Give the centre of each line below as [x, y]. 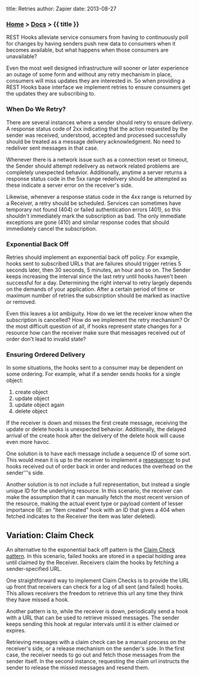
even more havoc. [28, 442]
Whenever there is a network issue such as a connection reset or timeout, [97, 159]
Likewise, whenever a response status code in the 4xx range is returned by [99, 196]
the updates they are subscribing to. [51, 94]
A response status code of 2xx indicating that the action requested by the [97, 129]
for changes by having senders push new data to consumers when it [91, 44]
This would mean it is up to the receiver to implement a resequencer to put [98, 460]
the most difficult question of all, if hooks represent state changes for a [94, 326]
